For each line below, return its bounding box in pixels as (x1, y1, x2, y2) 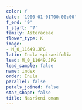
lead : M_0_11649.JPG (6, 57, 57, 63)
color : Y (6, 8, 28, 15)
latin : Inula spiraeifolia (6, 52, 72, 58)
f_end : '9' (6, 19, 33, 25)
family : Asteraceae (6, 30, 54, 36)
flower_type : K (6, 36, 43, 41)
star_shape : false (6, 90, 51, 95)
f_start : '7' (6, 24, 38, 31)
